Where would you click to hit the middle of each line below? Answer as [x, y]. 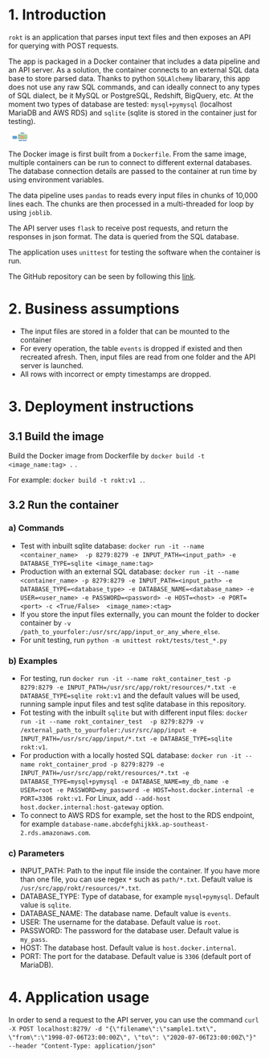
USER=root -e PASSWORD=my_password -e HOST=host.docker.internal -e [137, 790]
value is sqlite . [45, 905]
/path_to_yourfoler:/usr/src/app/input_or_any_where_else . [120, 631]
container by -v [45, 623]
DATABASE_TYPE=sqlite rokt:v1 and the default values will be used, [130, 695]
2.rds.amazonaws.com [54, 833]
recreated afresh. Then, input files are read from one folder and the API [138, 357]
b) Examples [33, 661]
